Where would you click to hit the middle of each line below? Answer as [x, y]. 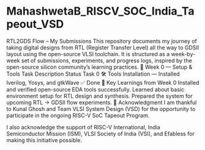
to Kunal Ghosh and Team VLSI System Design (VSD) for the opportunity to [101, 109]
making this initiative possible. [44, 140]
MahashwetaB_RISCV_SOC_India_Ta [100, 11]
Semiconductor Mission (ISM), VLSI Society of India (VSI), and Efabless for [100, 134]
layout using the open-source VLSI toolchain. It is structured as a [88, 54]
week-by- [183, 54]
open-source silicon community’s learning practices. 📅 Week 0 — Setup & [99, 67]
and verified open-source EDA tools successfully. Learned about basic [95, 89]
